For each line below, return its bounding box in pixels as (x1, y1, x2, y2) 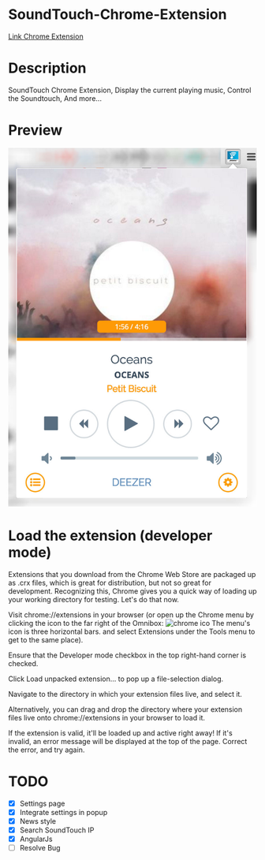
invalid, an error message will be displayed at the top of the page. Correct (8, 736, 248, 746)
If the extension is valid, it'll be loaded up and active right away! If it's (8, 728, 233, 738)
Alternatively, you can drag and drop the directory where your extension (8, 704, 243, 714)
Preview (8, 121, 63, 140)
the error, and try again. (8, 745, 85, 754)
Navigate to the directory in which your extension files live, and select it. (8, 689, 243, 698)
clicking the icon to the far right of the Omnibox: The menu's (8, 618, 251, 627)
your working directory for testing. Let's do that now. (8, 594, 180, 604)
